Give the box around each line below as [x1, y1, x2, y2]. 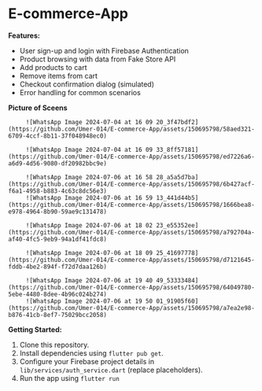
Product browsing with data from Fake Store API [19, 54, 176, 64]
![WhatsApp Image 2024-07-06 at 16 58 [25, 173, 153, 181]
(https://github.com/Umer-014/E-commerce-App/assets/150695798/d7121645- [8, 256, 256, 264]
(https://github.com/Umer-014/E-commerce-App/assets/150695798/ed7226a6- [8, 153, 256, 160]
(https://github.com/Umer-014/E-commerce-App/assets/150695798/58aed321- [8, 125, 256, 133]
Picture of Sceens [8, 103, 68, 113]
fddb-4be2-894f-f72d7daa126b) [8, 263, 108, 271]
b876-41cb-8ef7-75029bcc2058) [8, 311, 108, 319]
